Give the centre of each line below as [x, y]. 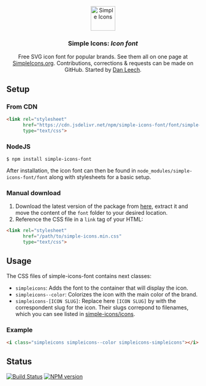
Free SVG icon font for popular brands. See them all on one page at [103, 57]
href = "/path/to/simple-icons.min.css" [72, 236]
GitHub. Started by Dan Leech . [103, 70]
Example [20, 330]
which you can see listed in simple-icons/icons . [75, 314]
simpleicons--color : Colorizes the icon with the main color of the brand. [106, 294]
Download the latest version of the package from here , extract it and [101, 206]
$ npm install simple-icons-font [49, 159]
